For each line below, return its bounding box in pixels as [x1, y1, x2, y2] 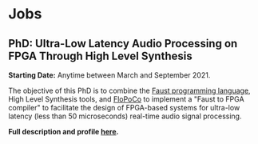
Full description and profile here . [8, 127, 119, 136]
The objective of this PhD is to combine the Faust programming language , [8, 86, 251, 95]
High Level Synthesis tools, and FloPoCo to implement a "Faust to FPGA [8, 94, 245, 104]
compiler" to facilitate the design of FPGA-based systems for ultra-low [8, 103, 240, 112]
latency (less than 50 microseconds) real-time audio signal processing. [8, 111, 242, 121]
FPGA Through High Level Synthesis [8, 49, 193, 62]
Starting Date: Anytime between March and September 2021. [8, 70, 211, 80]
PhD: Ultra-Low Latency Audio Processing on [8, 37, 238, 50]
